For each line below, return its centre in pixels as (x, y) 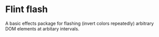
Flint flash (27, 9)
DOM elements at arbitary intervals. (42, 28)
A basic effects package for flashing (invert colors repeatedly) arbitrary (79, 23)
